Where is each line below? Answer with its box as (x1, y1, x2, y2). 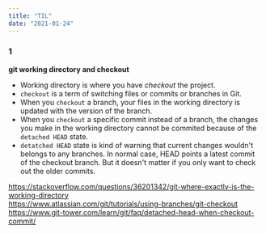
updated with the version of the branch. (19, 106, 152, 116)
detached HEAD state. (19, 131, 89, 142)
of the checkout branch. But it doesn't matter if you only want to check (19, 157, 256, 167)
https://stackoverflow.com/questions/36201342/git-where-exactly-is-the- (8, 181, 255, 191)
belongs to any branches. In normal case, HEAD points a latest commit (19, 149, 255, 159)
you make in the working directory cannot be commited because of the (19, 123, 257, 133)
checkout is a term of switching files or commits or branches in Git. (19, 88, 243, 98)
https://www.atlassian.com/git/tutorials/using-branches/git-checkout (8, 199, 239, 209)
